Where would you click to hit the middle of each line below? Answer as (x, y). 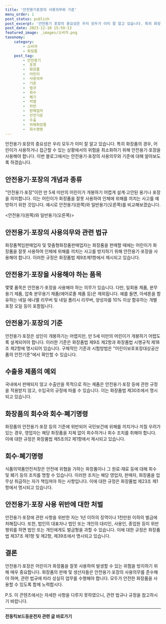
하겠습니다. (21, 162)
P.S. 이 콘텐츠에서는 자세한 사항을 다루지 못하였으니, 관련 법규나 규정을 (73, 595)
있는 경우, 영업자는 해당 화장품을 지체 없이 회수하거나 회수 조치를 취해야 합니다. (81, 433)
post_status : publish (27, 19)
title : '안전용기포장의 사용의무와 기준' (41, 10)
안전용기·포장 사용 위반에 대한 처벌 (54, 505)
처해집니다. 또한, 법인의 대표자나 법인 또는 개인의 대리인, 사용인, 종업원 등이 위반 (82, 523)
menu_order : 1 (20, 14)
